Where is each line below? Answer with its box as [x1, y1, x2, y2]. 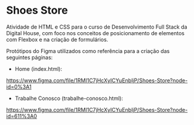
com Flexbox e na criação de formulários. [6, 36, 109, 43]
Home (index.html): [14, 65, 63, 72]
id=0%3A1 [6, 83, 32, 90]
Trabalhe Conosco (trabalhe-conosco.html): [14, 95, 124, 102]
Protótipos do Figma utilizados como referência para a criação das [6, 47, 170, 54]
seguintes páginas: [6, 54, 53, 61]
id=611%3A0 [6, 112, 38, 120]
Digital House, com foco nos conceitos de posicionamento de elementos [6, 29, 185, 36]
